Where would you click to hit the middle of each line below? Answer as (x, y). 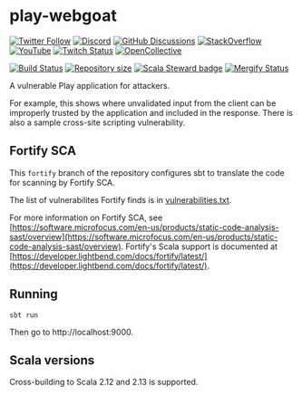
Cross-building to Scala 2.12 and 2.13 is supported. (104, 382)
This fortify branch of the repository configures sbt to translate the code (147, 172)
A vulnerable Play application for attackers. (90, 85)
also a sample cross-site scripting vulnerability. (97, 122)
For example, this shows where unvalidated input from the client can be (143, 103)
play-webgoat (63, 16)
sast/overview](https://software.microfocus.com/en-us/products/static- (144, 237)
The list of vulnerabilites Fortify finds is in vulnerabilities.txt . (121, 199)
